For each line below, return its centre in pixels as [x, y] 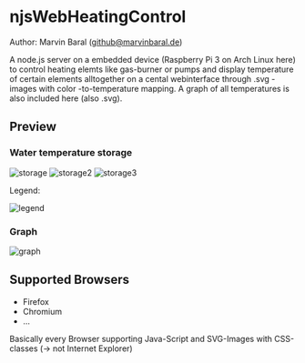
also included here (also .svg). [66, 98]
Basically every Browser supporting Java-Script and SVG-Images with [141, 338]
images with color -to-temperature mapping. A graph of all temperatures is [149, 88]
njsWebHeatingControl [98, 17]
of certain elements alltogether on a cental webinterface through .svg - [142, 78]
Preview [33, 127]
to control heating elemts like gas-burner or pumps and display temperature [152, 69]
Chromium [42, 311]
